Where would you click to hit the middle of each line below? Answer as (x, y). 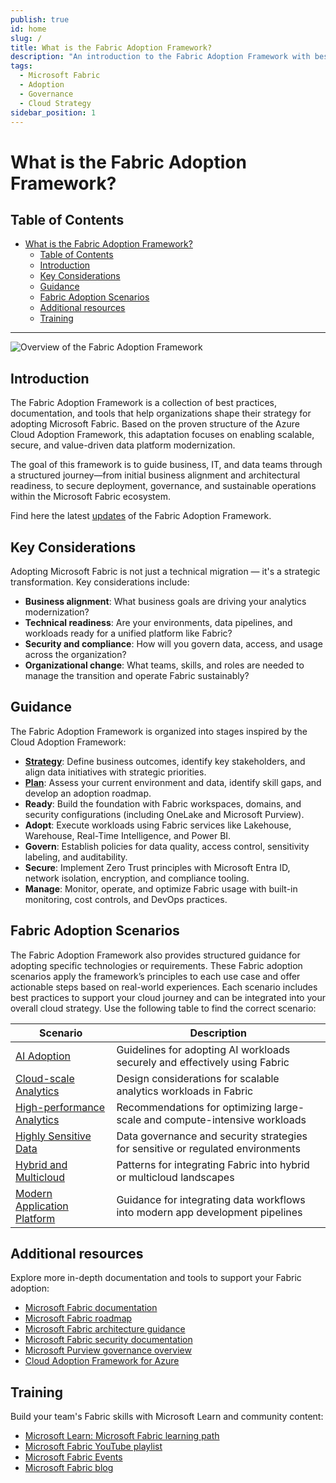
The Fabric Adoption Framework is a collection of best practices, (143, 403)
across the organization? (75, 654)
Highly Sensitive (53, 1136)
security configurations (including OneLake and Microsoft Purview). (164, 814)
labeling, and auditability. (76, 857)
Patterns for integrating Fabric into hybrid (213, 1164)
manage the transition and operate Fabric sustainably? (137, 675)
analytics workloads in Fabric (185, 1091)
